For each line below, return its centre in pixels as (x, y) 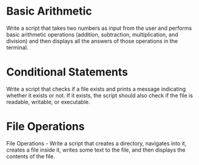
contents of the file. (31, 156)
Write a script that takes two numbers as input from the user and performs (99, 28)
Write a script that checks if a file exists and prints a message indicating (96, 89)
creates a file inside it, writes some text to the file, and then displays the (96, 150)
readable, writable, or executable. (48, 102)
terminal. (17, 47)
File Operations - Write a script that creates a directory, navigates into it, (96, 143)
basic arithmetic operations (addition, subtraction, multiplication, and (92, 34)
